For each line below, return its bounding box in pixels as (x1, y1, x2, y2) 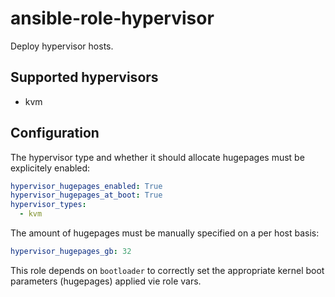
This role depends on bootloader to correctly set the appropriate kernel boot (10, 264, 325, 276)
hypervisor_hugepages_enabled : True (10, 181, 163, 191)
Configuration (10, 125, 100, 142)
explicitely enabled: (10, 162, 91, 174)
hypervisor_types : (10, 200, 87, 210)
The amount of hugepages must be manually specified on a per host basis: (10, 227, 320, 239)
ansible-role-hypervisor (10, 7, 215, 30)
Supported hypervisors (10, 69, 159, 86)
